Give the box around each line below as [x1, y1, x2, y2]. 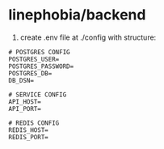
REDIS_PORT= [8, 133, 48, 141]
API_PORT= [8, 104, 42, 113]
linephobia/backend [8, 6, 146, 24]
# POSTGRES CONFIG [8, 48, 70, 56]
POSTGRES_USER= [8, 55, 60, 63]
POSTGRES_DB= [8, 69, 53, 78]
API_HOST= [8, 97, 42, 106]
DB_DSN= [8, 76, 35, 84]
